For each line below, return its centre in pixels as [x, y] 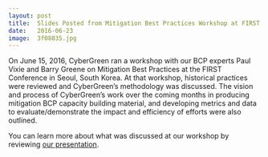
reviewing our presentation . [54, 144]
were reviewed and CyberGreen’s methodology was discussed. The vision [131, 87]
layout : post [30, 16]
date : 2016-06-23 [41, 30]
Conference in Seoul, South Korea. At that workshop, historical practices [128, 78]
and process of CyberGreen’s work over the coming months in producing [129, 95]
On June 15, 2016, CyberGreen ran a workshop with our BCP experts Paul [130, 61]
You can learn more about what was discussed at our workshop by [119, 136]
